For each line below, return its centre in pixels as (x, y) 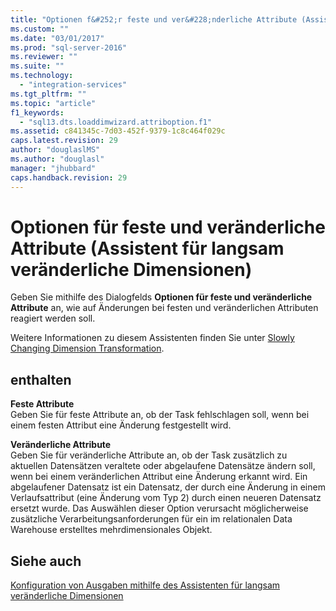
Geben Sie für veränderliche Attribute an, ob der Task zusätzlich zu (149, 455)
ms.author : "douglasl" (57, 159)
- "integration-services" (73, 85)
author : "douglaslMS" (55, 150)
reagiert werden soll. (53, 318)
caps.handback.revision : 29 (69, 177)
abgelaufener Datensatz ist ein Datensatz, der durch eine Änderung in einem (168, 487)
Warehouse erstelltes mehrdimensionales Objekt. (111, 530)
